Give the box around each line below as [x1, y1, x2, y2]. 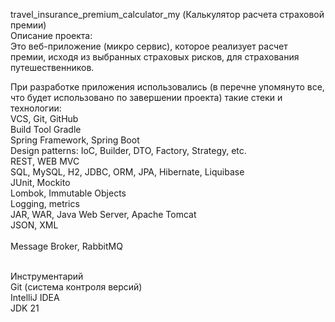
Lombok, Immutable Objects [10, 187, 127, 199]
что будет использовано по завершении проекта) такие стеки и [10, 92, 283, 103]
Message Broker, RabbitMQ [10, 240, 123, 252]
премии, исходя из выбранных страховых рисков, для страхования [10, 51, 300, 63]
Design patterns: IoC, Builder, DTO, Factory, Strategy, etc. [10, 145, 247, 156]
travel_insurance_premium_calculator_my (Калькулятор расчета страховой [10, 9, 325, 20]
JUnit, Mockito [10, 177, 71, 188]
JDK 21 [10, 302, 40, 314]
